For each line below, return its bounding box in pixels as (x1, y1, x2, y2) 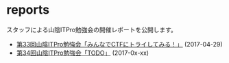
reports (6, 2, 49, 18)
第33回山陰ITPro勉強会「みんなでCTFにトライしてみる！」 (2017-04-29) (16, 40, 224, 48)
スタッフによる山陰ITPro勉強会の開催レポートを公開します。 (6, 25, 178, 34)
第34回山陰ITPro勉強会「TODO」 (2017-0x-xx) (16, 49, 149, 57)
